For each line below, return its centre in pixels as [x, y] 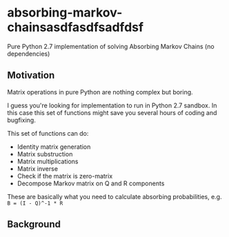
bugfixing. [21, 120]
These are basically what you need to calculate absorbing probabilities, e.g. [114, 196]
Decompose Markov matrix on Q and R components [91, 183]
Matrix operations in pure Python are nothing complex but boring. [100, 92]
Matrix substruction [45, 154]
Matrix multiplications [48, 161]
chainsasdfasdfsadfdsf [75, 27]
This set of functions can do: [48, 133]
